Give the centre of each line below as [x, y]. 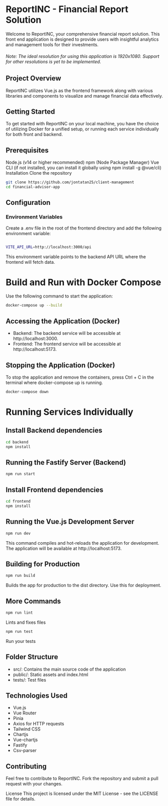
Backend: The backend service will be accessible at [67, 333]
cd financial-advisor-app [33, 187]
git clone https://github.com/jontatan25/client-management [70, 182]
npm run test [19, 631]
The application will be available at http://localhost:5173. [64, 548]
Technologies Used [36, 695]
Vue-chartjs [25, 740]
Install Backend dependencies [54, 431]
